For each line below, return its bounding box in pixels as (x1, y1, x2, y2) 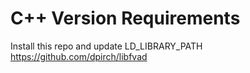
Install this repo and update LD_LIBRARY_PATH (10, 40, 203, 52)
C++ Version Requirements (10, 7, 241, 30)
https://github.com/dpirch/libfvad (10, 50, 148, 62)
